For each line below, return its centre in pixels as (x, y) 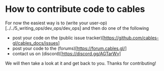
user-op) (98, 23)
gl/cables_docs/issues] (36, 43)
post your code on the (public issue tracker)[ (58, 38)
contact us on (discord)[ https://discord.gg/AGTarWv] (67, 54)
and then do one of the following (116, 28)
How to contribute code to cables (75, 9)
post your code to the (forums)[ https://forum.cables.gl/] (69, 48)
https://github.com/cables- (131, 38)
